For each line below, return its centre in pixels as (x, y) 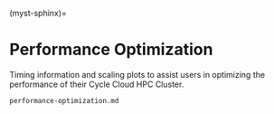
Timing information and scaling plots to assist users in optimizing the (137, 74)
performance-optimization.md (64, 100)
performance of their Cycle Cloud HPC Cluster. (97, 84)
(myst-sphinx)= (38, 13)
